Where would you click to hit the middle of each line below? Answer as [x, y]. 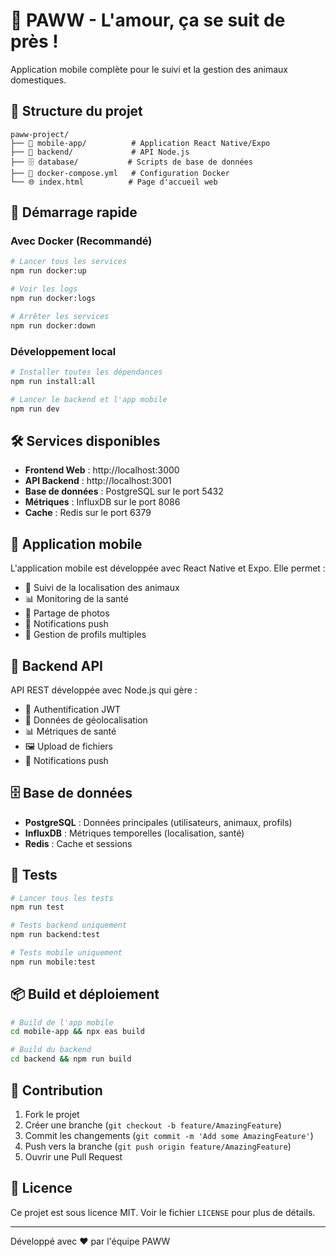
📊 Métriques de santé [70, 731]
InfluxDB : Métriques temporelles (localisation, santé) [134, 833]
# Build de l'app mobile [62, 1022]
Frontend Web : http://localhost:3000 [102, 470]
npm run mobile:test [53, 962]
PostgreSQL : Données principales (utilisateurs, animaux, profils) [158, 822]
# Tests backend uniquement [69, 925]
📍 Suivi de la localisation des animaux [102, 588]
